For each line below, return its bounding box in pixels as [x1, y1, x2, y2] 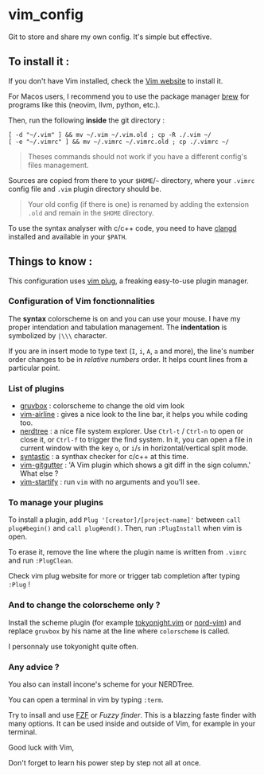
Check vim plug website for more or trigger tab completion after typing [8, 571, 240, 581]
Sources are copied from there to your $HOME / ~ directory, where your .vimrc [8, 175, 255, 185]
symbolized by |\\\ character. [8, 330, 107, 340]
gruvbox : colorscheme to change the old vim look [19, 401, 185, 411]
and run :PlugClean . [8, 555, 74, 566]
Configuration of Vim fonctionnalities [8, 296, 155, 307]
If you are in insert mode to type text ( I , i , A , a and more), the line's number [8, 346, 254, 356]
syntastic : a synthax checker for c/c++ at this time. [19, 452, 189, 461]
